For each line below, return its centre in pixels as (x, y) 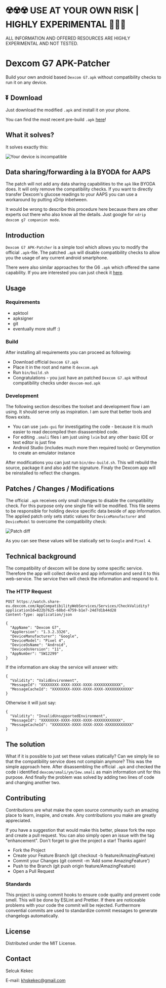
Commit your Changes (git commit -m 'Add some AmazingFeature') (81, 860)
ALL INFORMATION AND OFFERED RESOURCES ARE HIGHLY (68, 38)
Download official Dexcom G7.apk (45, 362)
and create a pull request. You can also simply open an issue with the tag (80, 835)
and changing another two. (33, 783)
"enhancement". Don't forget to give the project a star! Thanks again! (76, 841)
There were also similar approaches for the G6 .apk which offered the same (83, 267)
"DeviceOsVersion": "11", (37, 650)
